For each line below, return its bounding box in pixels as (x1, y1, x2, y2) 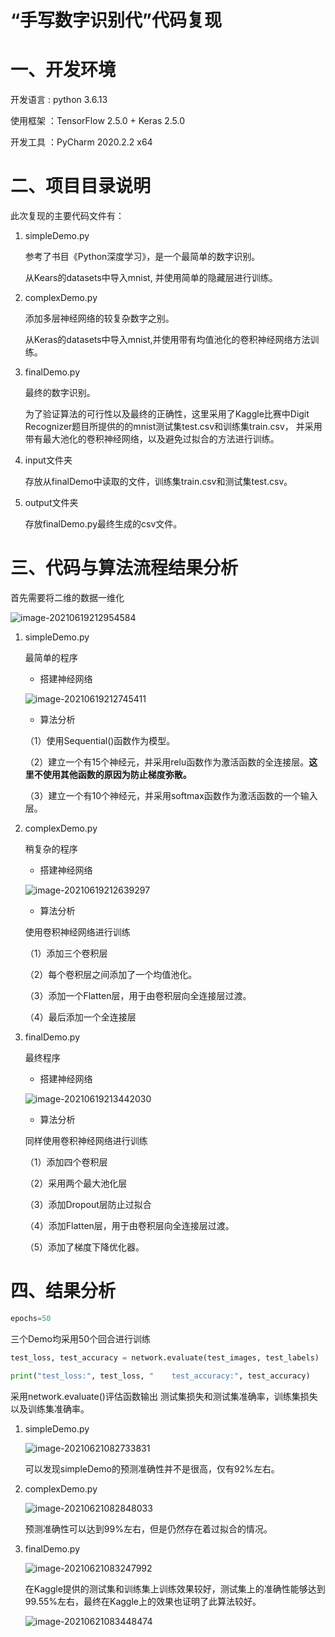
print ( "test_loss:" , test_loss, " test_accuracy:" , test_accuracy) (10, 1371, 311, 1381)
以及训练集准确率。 (10, 1402, 90, 1415)
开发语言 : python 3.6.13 (10, 94, 108, 106)
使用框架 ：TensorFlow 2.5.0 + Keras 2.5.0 (10, 115, 186, 127)
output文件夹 (24, 497, 79, 509)
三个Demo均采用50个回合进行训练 (10, 1332, 152, 1345)
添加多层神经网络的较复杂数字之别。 (24, 312, 175, 325)
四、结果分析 (10, 1280, 117, 1303)
